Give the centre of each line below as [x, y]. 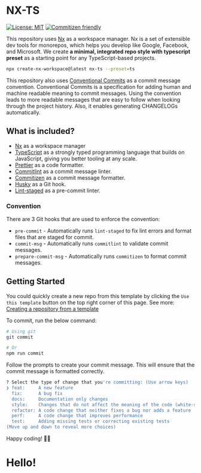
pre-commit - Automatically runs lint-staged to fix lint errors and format [103, 230]
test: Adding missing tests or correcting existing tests [91, 421]
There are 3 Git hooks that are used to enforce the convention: [83, 219]
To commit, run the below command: [51, 320]
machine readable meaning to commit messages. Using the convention [94, 93]
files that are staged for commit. [54, 237]
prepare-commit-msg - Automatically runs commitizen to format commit [101, 256]
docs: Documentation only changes [60, 399]
